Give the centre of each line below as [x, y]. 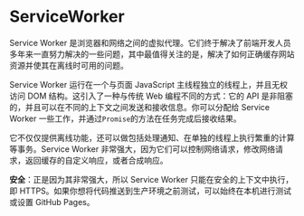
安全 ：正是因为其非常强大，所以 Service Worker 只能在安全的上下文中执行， [152, 179]
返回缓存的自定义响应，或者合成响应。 [96, 160]
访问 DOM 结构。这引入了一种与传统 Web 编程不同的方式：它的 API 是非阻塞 [152, 96]
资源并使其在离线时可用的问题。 [69, 65]
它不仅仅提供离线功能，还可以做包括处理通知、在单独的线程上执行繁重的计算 [152, 137]
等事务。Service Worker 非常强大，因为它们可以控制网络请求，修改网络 [142, 149]
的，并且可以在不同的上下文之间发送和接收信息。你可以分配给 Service [139, 107]
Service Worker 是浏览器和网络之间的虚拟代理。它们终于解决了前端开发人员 [150, 42]
